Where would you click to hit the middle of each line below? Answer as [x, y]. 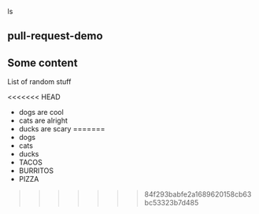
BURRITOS [36, 171]
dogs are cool [41, 113]
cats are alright [43, 120]
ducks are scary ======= [62, 129]
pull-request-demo [55, 36]
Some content [43, 63]
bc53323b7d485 [172, 203]
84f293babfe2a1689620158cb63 [198, 194]
